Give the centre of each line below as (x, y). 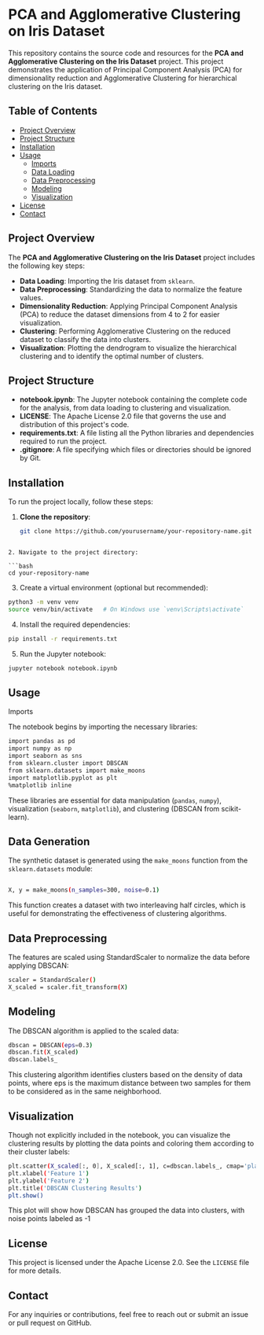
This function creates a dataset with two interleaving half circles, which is (127, 905)
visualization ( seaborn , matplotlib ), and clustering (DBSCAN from (114, 808)
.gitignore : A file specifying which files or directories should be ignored (135, 450)
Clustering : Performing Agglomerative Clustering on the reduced (125, 331)
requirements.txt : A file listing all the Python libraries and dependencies (137, 433)
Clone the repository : (55, 517)
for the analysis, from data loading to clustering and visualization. (125, 408)
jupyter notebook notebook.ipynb (63, 668)
